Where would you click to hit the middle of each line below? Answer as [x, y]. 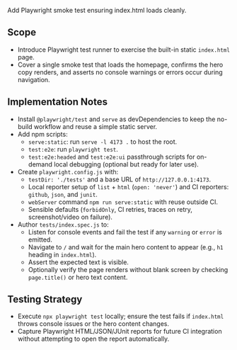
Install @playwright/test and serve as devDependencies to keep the [116, 119]
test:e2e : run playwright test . [73, 149]
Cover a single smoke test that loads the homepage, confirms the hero [120, 64]
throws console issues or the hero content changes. [93, 324]
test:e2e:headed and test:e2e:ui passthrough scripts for [111, 157]
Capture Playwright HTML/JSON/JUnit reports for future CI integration [120, 332]
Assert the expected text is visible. [79, 262]
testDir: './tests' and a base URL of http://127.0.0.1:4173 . [120, 179]
